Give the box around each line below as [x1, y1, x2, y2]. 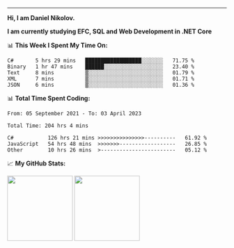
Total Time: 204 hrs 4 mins [7, 122, 89, 129]
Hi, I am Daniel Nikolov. [7, 14, 75, 22]
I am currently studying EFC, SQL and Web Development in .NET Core [7, 27, 212, 35]
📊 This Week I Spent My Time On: [7, 41, 108, 49]
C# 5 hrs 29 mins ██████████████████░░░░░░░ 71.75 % [7, 57, 195, 64]
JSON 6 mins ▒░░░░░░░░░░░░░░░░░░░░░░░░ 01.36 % [7, 81, 195, 88]
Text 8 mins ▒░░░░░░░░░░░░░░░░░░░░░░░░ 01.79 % [7, 69, 195, 76]
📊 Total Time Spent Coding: [7, 94, 91, 102]
